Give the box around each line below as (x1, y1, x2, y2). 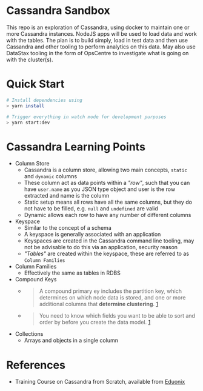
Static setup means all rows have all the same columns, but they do (24, 198, 193, 206)
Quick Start (6, 77, 65, 91)
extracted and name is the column (24, 192, 110, 199)
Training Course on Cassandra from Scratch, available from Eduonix (15, 378, 185, 386)
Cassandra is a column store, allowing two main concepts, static (24, 166, 188, 173)
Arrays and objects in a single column (24, 337, 118, 344)
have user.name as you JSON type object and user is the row (24, 185, 176, 193)
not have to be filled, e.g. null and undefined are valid (24, 205, 159, 212)
